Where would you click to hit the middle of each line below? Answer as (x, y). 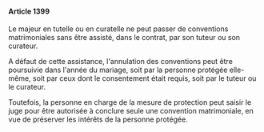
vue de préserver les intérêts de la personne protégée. (98, 119)
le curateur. (27, 87)
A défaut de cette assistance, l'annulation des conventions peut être (121, 62)
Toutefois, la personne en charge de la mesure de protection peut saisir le (130, 102)
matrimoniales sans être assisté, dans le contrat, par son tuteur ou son (124, 38)
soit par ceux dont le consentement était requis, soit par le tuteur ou (144, 78)
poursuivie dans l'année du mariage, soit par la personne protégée (118, 70)
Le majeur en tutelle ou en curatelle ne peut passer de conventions (118, 29)
